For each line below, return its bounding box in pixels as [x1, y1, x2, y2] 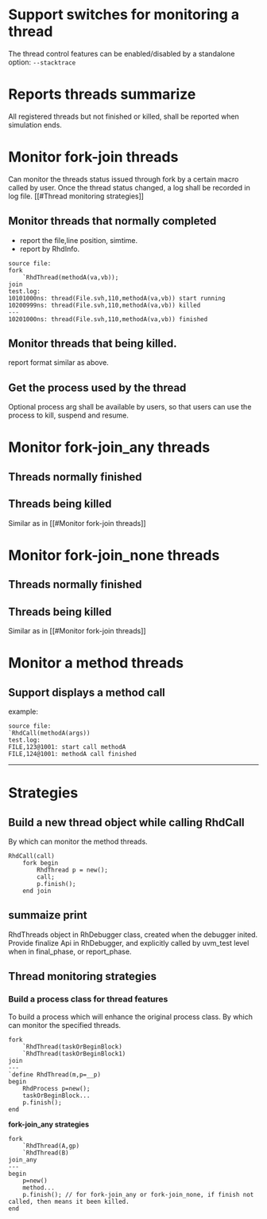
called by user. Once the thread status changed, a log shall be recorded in [8, 182, 250, 192]
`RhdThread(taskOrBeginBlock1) [22, 1049, 126, 1057]
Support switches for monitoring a [8, 6, 240, 24]
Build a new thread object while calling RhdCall [8, 815, 245, 829]
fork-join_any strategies [8, 1119, 90, 1129]
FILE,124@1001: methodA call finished [8, 751, 137, 758]
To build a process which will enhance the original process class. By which [8, 1012, 253, 1021]
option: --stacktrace [8, 57, 76, 67]
